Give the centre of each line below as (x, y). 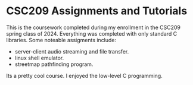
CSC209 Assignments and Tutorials (97, 11)
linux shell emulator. (39, 58)
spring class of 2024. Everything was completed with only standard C (92, 33)
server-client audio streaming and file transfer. (72, 51)
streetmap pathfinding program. (54, 64)
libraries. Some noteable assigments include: (61, 40)
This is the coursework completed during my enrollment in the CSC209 (93, 27)
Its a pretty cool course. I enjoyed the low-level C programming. (84, 75)
